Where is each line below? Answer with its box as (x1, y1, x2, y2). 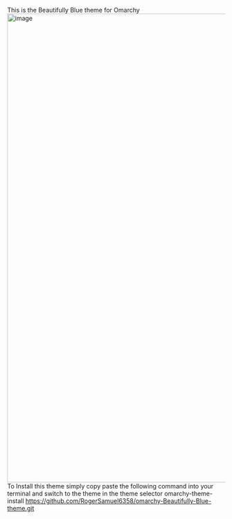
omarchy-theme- (163, 489, 213, 497)
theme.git (7, 504, 35, 512)
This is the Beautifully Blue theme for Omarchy (7, 6, 140, 14)
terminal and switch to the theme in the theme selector (7, 489, 163, 497)
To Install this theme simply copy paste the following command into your (7, 482, 213, 490)
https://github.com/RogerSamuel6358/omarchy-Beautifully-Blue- (25, 497, 212, 505)
